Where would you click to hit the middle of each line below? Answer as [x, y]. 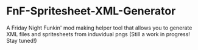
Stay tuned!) [22, 40]
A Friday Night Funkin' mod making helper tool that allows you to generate [99, 28]
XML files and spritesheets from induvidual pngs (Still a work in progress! [98, 34]
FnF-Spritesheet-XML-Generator [91, 11]
